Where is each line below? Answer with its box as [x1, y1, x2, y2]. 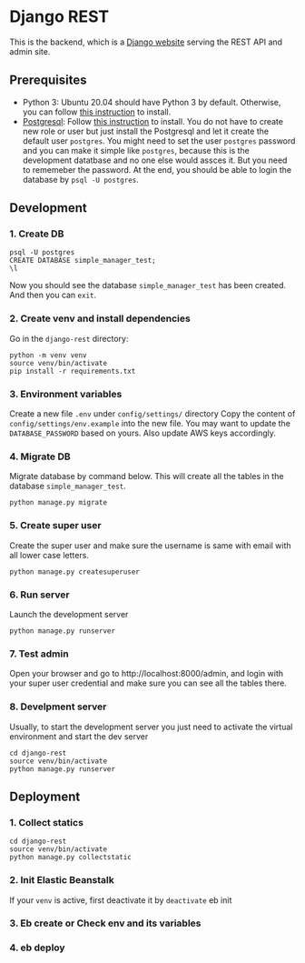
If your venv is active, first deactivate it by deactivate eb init [9, 894, 232, 906]
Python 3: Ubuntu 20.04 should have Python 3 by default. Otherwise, [22, 96, 281, 107]
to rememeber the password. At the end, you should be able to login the [22, 164, 292, 175]
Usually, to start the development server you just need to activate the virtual [9, 721, 293, 732]
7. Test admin [9, 647, 70, 660]
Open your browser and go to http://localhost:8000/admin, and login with [9, 668, 284, 679]
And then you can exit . [9, 289, 97, 301]
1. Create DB [9, 227, 64, 240]
